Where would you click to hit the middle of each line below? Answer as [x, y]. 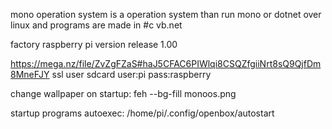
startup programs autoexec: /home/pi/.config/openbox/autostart [142, 113]
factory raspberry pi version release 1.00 [94, 44]
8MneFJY [30, 74]
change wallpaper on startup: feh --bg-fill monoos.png [123, 93]
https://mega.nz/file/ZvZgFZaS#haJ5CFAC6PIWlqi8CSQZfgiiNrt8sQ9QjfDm [166, 63]
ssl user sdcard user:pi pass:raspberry [131, 74]
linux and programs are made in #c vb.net [96, 25]
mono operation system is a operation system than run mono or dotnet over [166, 14]
